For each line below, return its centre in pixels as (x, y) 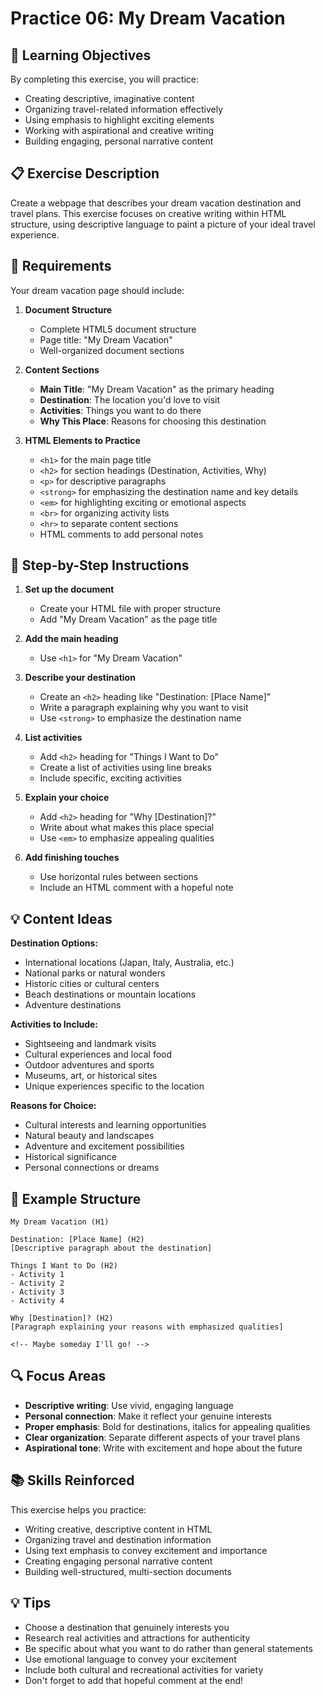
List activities (53, 738)
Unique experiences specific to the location (114, 1086)
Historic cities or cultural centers (92, 984)
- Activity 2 (37, 1283)
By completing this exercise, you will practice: (105, 79)
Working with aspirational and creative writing (119, 130)
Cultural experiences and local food (98, 1054)
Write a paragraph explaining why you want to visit (144, 708)
